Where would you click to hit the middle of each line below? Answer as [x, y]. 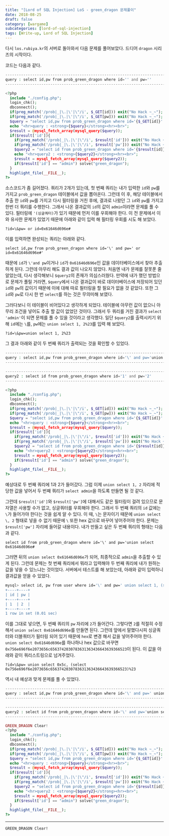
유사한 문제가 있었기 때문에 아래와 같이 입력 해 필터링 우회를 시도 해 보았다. [83, 219]
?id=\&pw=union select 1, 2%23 [38, 334]
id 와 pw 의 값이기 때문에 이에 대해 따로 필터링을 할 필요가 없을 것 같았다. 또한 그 [82, 288]
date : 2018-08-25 [23, 15]
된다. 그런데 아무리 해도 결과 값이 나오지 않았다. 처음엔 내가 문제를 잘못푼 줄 [88, 269]
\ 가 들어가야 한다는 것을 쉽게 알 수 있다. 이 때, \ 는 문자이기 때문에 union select [83, 514]
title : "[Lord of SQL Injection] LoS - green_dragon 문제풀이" [71, 10]
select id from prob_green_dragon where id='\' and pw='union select [80, 543]
